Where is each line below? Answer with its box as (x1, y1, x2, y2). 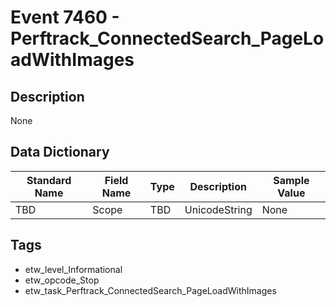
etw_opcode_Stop (24, 274, 100, 286)
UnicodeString (184, 202, 253, 216)
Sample (273, 173, 310, 187)
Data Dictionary (10, 144, 110, 161)
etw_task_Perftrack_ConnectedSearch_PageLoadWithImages (24, 284, 277, 296)
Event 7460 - (10, 6, 120, 29)
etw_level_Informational (24, 263, 123, 275)
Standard (26, 173, 72, 187)
